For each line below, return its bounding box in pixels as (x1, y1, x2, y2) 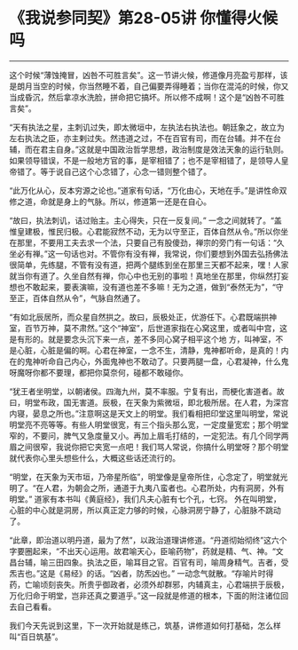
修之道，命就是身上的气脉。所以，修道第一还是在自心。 (9, 196, 211, 207)
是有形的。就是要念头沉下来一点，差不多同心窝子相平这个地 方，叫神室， (9, 334, 276, 345)
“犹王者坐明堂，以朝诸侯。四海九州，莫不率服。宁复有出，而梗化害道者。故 (9, 385, 286, 396)
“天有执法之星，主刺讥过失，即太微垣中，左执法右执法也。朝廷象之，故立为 (9, 122, 286, 132)
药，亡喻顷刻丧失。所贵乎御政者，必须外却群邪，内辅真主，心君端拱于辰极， (9, 579, 289, 590)
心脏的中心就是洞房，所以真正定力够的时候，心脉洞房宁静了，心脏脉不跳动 (9, 504, 281, 515)
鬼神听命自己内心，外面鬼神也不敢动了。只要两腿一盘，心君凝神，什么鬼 (24, 356, 289, 367)
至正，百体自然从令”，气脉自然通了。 (9, 292, 145, 303)
